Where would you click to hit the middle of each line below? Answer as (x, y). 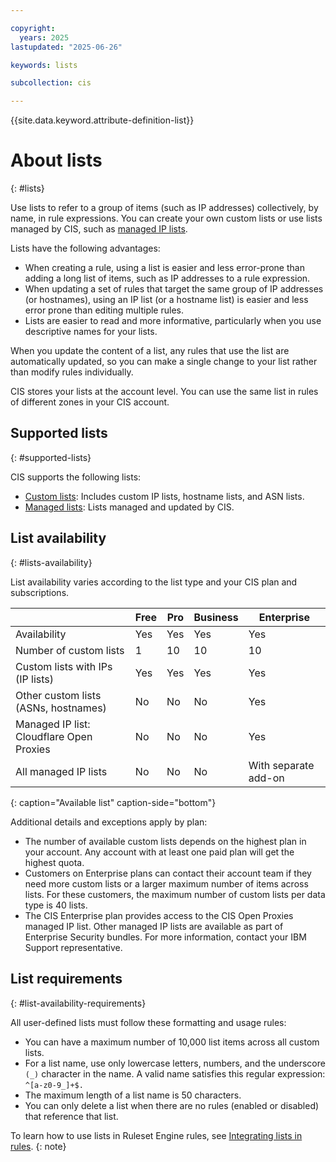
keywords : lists (44, 65)
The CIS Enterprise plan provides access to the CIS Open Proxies (159, 915)
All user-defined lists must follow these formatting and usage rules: (148, 1022)
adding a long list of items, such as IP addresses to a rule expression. (167, 278)
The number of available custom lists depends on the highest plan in (165, 841)
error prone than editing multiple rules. (104, 310)
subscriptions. (40, 592)
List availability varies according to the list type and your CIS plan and (154, 582)
